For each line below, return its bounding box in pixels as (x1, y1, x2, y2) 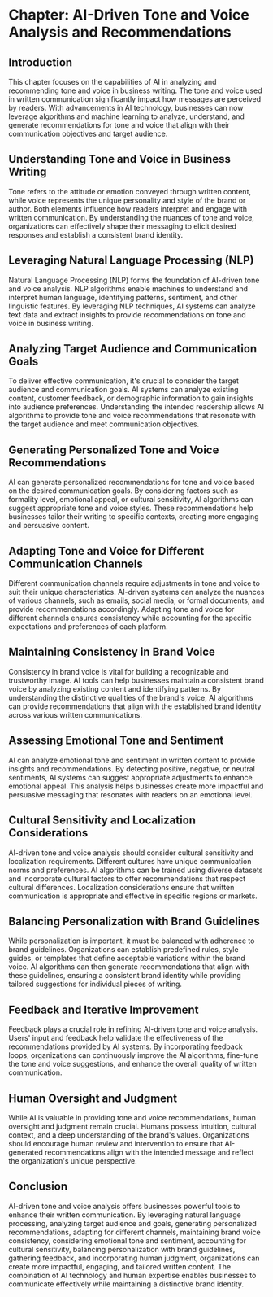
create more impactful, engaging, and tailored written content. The (8, 1261, 232, 1271)
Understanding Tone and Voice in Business (8, 152, 232, 166)
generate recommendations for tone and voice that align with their (8, 120, 230, 129)
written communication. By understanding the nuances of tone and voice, (8, 212, 254, 222)
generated (8, 1147, 43, 1157)
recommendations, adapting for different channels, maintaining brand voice (8, 1227, 262, 1237)
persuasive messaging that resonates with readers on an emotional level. (8, 789, 253, 799)
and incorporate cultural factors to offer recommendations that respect (8, 873, 246, 884)
